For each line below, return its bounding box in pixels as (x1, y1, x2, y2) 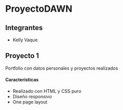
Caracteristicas (5, 77, 39, 83)
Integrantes (5, 23, 43, 32)
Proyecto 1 (5, 51, 39, 60)
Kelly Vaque (12, 37, 38, 43)
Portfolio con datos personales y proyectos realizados (5, 65, 118, 71)
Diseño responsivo (12, 94, 52, 100)
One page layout (12, 99, 48, 105)
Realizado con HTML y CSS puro (12, 88, 81, 94)
